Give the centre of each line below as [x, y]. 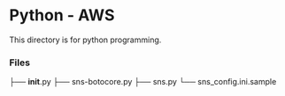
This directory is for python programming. [85, 40]
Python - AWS [62, 15]
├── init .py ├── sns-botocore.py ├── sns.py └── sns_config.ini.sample [143, 82]
